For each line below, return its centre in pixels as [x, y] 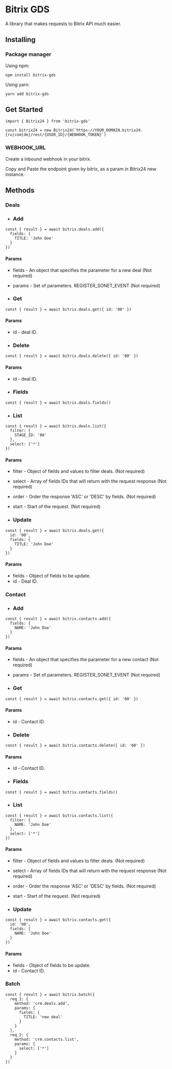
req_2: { [19, 1035]
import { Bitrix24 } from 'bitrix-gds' [48, 122]
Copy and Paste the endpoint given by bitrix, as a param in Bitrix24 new [81, 169]
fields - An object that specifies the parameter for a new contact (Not [85, 660]
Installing [20, 40]
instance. [15, 174]
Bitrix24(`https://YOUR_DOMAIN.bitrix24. [98, 130]
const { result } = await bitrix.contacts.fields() [61, 792]
